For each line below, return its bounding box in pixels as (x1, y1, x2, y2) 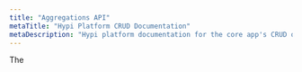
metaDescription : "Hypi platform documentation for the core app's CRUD (9, 30, 288, 39)
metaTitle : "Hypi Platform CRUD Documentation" (9, 22, 191, 31)
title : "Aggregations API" (9, 13, 111, 22)
